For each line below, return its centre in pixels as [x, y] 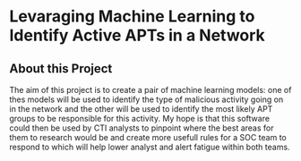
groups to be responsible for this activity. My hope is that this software [140, 119]
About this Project [61, 68]
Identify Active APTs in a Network [138, 35]
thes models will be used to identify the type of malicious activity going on [146, 99]
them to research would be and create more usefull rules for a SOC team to [148, 137]
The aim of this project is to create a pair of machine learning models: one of [150, 90]
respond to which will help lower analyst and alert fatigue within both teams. [150, 147]
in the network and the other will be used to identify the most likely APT [141, 109]
